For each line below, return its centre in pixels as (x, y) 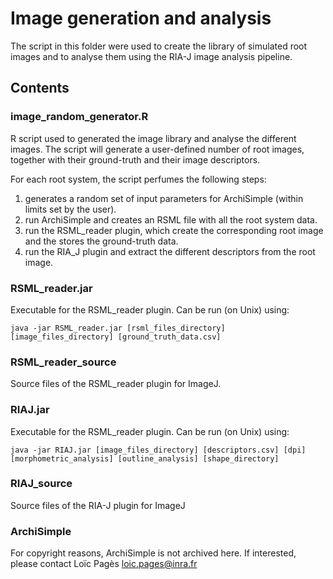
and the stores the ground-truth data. (101, 241)
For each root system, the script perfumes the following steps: (138, 179)
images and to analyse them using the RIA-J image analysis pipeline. (151, 56)
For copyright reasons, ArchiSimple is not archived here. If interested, (153, 553)
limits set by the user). (70, 209)
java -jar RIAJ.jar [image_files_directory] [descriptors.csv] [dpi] (158, 450)
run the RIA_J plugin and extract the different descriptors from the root (170, 251)
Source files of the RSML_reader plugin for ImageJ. (116, 384)
